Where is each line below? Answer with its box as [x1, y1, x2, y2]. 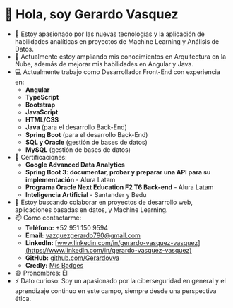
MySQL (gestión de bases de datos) [25, 145, 131, 154]
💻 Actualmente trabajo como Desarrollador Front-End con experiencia [14, 67, 221, 76]
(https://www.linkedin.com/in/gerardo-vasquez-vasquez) [25, 246, 192, 254]
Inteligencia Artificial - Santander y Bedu [25, 190, 147, 199]
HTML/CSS [25, 115, 59, 124]
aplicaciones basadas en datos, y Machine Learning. [14, 205, 168, 214]
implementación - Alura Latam [25, 175, 116, 184]
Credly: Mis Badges [25, 261, 84, 269]
